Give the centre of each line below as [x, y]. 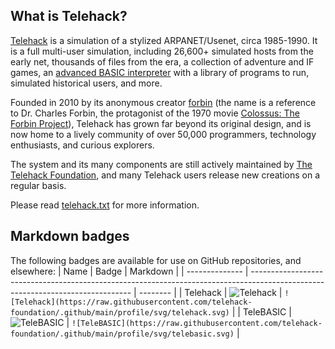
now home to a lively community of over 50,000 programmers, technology [163, 134]
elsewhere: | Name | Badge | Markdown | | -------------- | [129, 271]
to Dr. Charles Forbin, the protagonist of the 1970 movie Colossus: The [155, 113]
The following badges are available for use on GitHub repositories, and [156, 260]
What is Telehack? [69, 16]
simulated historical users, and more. [86, 83]
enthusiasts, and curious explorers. [82, 145]
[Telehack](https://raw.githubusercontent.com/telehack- [131, 302]
